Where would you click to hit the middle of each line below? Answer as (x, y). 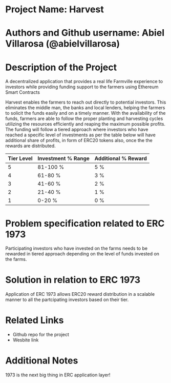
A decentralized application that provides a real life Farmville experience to (84, 82)
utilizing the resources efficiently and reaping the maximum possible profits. (85, 124)
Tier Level (20, 158)
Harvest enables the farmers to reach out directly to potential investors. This (86, 102)
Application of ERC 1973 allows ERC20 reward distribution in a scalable (80, 294)
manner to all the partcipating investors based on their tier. (67, 300)
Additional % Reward (121, 158)
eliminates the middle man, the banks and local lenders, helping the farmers (85, 108)
